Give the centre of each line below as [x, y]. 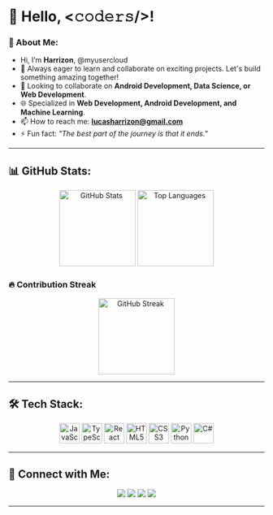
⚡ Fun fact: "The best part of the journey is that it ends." [114, 134]
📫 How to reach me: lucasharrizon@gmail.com [102, 122]
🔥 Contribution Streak [52, 285]
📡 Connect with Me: [59, 474]
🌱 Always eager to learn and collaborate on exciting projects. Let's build [141, 69]
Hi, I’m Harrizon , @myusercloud [74, 60]
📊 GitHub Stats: [50, 171]
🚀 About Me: [33, 42]
